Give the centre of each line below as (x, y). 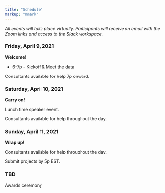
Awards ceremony (23, 185)
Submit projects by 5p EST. (33, 161)
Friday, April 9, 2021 (30, 46)
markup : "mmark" (22, 14)
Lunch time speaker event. (32, 110)
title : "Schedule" (24, 10)
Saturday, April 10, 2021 (34, 89)
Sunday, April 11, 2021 (32, 132)
